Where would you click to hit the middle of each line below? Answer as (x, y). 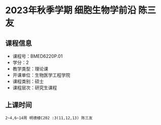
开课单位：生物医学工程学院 (41, 75)
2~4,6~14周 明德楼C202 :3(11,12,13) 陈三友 (49, 118)
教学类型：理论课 (30, 69)
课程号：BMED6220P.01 (38, 56)
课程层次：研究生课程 (35, 88)
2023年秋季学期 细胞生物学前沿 (71, 10)
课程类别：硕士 (28, 81)
